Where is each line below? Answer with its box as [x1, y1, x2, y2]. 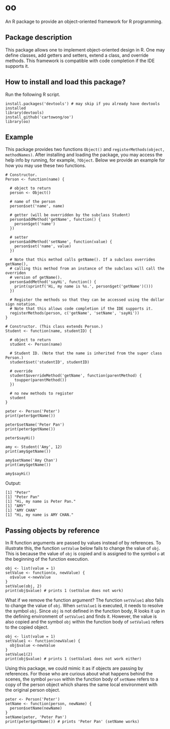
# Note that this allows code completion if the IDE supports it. [10, 306, 153, 311]
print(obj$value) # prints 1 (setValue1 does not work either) [5, 657, 142, 662]
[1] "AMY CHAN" [5, 508, 38, 513]
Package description [5, 33, 72, 42]
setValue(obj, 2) [5, 584, 42, 589]
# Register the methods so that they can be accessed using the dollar [10, 297, 165, 302]
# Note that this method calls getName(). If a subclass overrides [10, 257, 156, 263]
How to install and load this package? [5, 78, 126, 87]
